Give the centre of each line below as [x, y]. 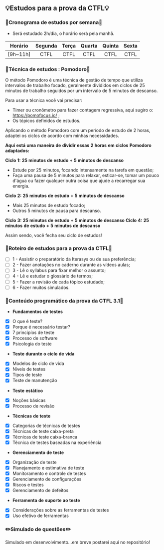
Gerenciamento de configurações [47, 479]
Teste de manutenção [35, 380]
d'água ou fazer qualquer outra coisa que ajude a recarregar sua [79, 180]
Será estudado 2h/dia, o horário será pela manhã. [63, 33]
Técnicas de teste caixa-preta [43, 431]
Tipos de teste [27, 375]
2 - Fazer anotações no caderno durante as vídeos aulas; [71, 265]
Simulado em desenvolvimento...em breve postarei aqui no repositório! [78, 542]
